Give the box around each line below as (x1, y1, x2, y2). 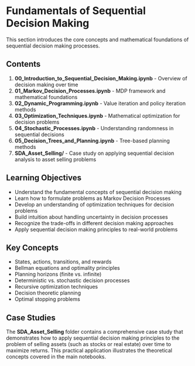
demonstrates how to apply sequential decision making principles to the (6, 334, 180, 341)
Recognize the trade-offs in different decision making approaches (14, 219, 174, 226)
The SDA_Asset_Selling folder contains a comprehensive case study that (6, 328, 183, 335)
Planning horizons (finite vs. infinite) (14, 271, 102, 278)
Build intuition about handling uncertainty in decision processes (14, 213, 168, 221)
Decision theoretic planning (14, 289, 81, 297)
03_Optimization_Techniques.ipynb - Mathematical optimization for (14, 112, 180, 119)
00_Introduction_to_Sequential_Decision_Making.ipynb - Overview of (14, 74, 187, 82)
